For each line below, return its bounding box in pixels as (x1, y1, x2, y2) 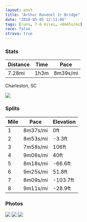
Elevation (53, 118, 76, 125)
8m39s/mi (54, 70, 78, 77)
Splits (5, 105, 20, 112)
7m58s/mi (23, 143, 48, 150)
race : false (5, 26, 30, 32)
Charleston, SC (5, 82, 37, 89)
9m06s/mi (23, 151, 48, 158)
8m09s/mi (23, 176, 48, 183)
